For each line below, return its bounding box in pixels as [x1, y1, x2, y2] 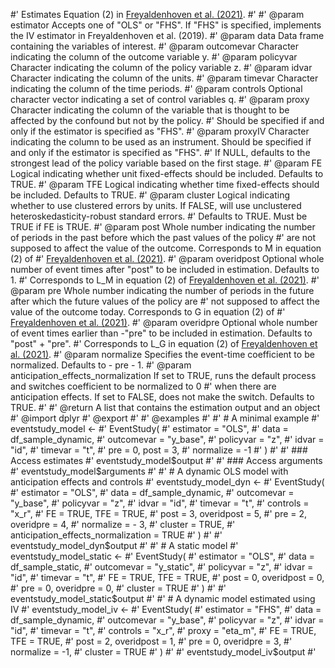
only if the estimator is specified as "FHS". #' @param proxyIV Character [10, 125, 310, 137]
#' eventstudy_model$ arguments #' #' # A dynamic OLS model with [10, 465, 289, 477]
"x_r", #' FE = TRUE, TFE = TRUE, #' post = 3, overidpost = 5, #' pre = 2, [10, 508, 308, 519]
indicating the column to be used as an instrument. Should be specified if [10, 136, 312, 148]
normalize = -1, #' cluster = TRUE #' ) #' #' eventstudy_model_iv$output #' [10, 646, 317, 658]
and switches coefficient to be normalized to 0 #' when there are [10, 380, 277, 392]
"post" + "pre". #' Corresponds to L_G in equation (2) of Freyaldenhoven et [10, 338, 318, 349]
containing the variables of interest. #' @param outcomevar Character [10, 40, 300, 52]
